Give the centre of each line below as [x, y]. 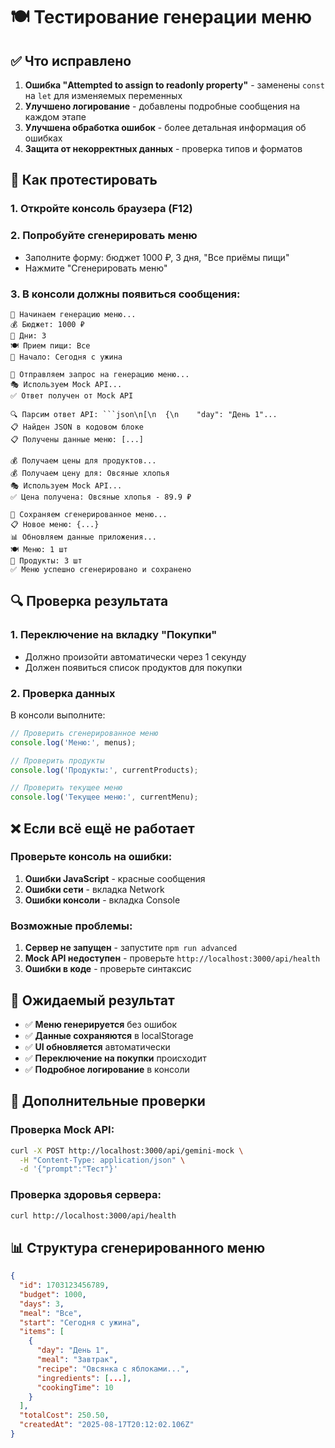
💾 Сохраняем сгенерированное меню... [89, 514]
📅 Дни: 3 [28, 335]
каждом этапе [55, 117]
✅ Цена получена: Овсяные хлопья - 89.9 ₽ [101, 497]
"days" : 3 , [42, 1304]
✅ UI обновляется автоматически [97, 1046]
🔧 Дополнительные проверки [108, 1101]
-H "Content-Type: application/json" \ [102, 1160]
